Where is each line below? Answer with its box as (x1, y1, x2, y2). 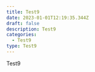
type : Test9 (6, 43, 37, 49)
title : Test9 (6, 9, 40, 15)
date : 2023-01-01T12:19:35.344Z (6, 15, 89, 21)
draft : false (6, 20, 40, 26)
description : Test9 (6, 26, 56, 32)
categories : (6, 32, 37, 38)
